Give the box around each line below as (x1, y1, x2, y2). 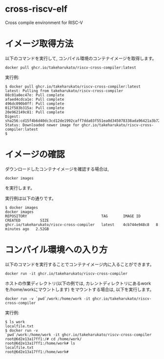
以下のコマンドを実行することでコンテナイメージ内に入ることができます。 (5, 261, 154, 267)
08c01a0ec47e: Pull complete (5, 92, 64, 97)
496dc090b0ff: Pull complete (5, 101, 64, 106)
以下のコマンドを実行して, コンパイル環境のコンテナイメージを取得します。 (5, 55, 157, 61)
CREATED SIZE (5, 218, 49, 223)
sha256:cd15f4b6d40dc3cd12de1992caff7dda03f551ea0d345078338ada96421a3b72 (5, 118, 161, 123)
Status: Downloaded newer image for (5, 122, 80, 128)
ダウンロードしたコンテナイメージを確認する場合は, (5, 166, 109, 172)
